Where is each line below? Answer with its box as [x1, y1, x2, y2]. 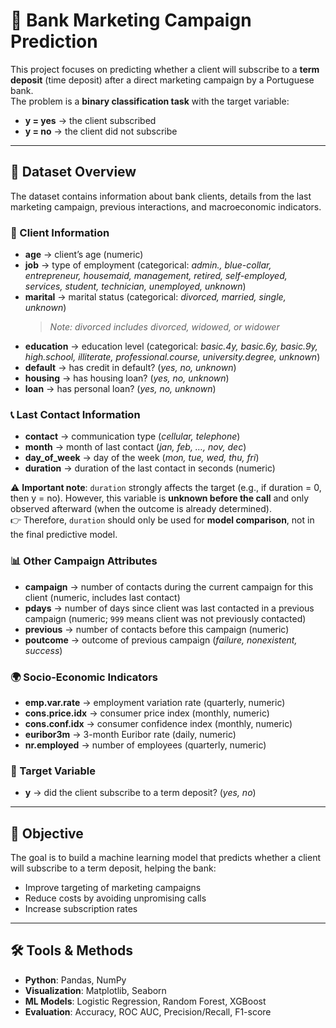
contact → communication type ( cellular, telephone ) [24, 430, 241, 443]
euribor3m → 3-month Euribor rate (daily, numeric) [24, 728, 237, 740]
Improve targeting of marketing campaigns [24, 882, 202, 894]
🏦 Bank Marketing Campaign [10, 9, 252, 32]
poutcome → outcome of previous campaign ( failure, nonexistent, [24, 634, 298, 646]
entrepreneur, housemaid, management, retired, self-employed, [24, 270, 288, 282]
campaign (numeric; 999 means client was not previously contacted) [24, 612, 307, 624]
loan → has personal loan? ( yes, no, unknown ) [24, 383, 217, 395]
